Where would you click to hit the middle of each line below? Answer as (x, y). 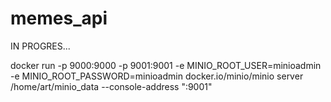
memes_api (59, 18)
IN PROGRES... (40, 46)
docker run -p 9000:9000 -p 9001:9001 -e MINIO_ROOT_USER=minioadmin (166, 65)
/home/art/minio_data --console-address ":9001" (111, 86)
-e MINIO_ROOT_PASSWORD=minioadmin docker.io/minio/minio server (157, 76)
